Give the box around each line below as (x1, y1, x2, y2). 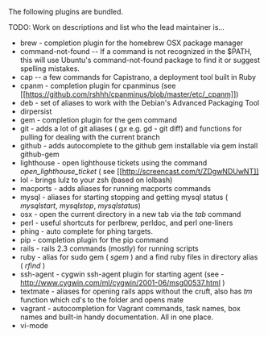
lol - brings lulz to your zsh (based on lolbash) (19, 175, 173, 185)
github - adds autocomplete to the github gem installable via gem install (19, 141, 258, 150)
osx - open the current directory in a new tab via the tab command (19, 210, 241, 218)
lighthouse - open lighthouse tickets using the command (19, 158, 208, 168)
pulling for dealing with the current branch (19, 132, 160, 142)
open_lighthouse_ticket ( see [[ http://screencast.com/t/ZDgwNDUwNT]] (19, 167, 259, 176)
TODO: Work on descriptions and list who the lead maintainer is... (8, 23, 225, 31)
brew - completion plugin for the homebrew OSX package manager (19, 38, 244, 48)
